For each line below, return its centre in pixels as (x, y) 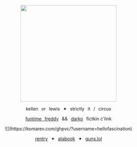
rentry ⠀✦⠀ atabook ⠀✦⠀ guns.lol (68, 139)
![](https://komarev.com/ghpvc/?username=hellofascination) (68, 129)
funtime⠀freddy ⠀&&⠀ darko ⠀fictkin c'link (68, 119)
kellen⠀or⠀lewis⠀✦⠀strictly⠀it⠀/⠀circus (68, 109)
